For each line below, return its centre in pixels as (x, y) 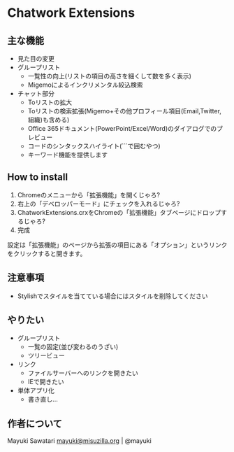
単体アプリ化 (36, 390)
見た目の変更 (36, 58)
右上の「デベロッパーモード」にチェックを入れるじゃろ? (98, 204)
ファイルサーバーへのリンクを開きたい (83, 373)
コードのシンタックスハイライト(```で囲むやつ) (94, 146)
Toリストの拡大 (50, 102)
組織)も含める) (49, 120)
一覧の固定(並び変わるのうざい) (73, 347)
